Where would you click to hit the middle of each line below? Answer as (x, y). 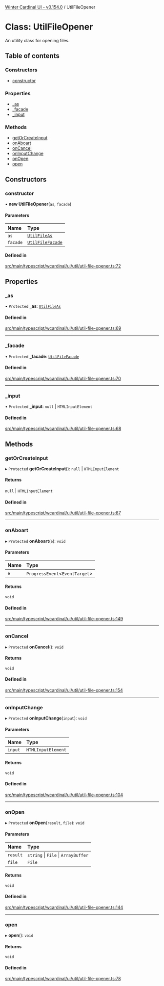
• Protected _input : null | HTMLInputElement (49, 406)
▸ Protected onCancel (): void (34, 647)
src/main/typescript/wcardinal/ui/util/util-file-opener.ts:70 (63, 378)
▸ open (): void (19, 935)
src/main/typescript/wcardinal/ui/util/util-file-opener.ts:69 (63, 328)
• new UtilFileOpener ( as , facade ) (38, 204)
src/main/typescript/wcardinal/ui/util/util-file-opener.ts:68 (63, 428)
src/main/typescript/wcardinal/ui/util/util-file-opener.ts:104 (64, 795)
